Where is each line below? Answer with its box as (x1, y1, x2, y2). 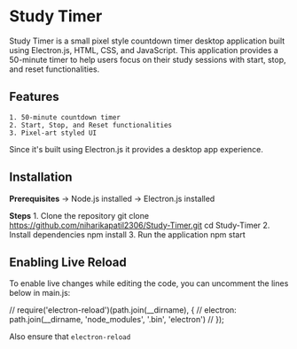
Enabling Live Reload (9, 254, 127, 269)
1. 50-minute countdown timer (9, 112, 121, 121)
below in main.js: (9, 288, 71, 299)
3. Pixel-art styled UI (9, 128, 98, 137)
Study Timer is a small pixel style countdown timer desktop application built (9, 35, 285, 46)
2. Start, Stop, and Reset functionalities (9, 120, 173, 129)
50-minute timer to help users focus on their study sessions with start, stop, (9, 54, 286, 65)
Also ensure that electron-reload (9, 331, 131, 342)
